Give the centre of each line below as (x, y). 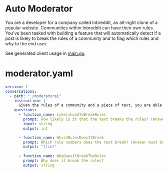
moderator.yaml (39, 74)
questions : (25, 110)
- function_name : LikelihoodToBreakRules (62, 115)
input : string (38, 124)
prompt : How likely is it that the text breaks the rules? (86, 119)
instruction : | (30, 101)
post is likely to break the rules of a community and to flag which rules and (82, 38)
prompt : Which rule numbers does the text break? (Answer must (90, 142)
